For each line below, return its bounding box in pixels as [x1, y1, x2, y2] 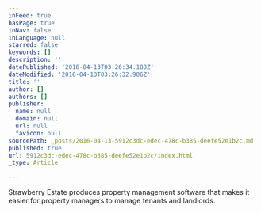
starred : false [8, 41, 59, 49]
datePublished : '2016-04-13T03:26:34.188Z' [8, 63, 155, 71]
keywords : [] [8, 48, 52, 56]
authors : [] [8, 93, 48, 101]
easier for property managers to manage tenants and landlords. [8, 196, 216, 206]
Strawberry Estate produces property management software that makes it [8, 188, 250, 197]
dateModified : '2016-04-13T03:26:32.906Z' [8, 70, 151, 78]
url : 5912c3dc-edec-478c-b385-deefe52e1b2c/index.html [8, 151, 194, 159]
